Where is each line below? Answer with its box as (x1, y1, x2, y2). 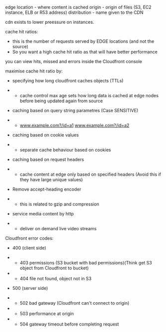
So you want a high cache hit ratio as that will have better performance (12, 49, 158, 55)
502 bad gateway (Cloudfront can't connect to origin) (19, 300, 130, 306)
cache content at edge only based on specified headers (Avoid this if (19, 171, 162, 177)
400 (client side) (12, 245, 46, 251)
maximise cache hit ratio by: (5, 68, 63, 74)
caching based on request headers (12, 156, 84, 162)
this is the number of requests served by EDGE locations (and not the (12, 38, 155, 44)
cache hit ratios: (5, 29, 38, 34)
